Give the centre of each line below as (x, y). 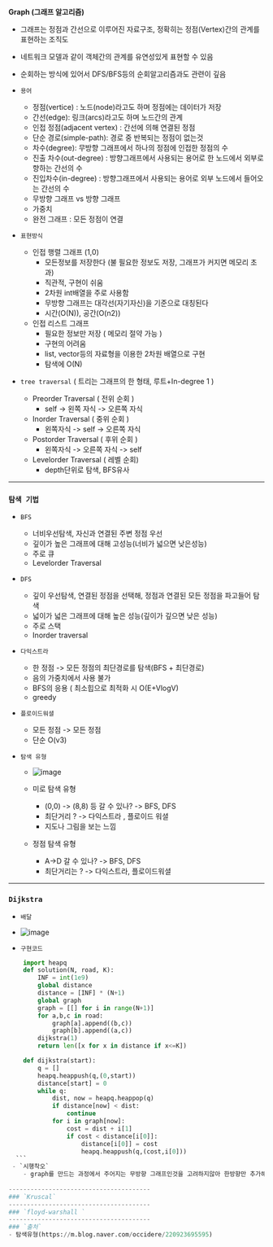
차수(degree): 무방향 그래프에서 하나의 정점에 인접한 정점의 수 (130, 148)
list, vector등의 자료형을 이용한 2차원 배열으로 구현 (125, 354)
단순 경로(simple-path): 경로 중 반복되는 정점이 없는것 (118, 138)
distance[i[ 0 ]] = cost (119, 1144)
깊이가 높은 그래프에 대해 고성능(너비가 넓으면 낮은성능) (119, 544)
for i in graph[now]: (89, 1122)
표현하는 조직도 (44, 39)
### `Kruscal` (32, 1197)
